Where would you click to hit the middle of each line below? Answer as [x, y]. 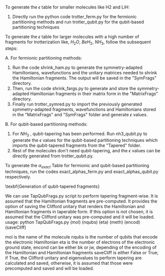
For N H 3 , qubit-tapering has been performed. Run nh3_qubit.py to [80, 134]
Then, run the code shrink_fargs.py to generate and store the [74, 88]
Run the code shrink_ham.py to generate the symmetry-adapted [77, 67]
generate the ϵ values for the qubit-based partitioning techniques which [85, 140]
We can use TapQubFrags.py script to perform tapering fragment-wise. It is [82, 196]
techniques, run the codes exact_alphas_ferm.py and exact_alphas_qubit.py [82, 172]
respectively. [18, 177]
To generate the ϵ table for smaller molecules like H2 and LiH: [67, 7]
